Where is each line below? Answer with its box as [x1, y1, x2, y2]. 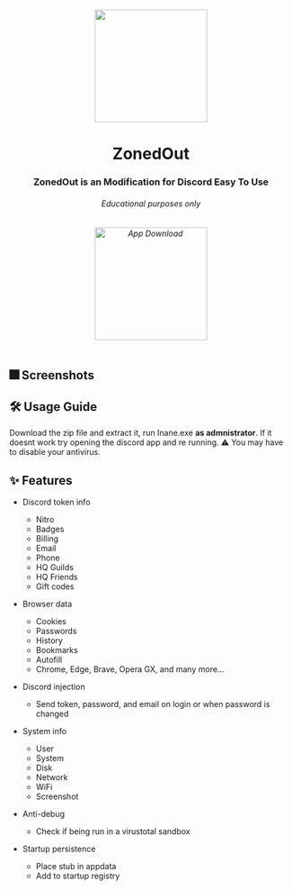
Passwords [35, 626, 77, 637]
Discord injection [22, 681, 85, 693]
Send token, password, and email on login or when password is [35, 699, 270, 710]
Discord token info [22, 496, 92, 508]
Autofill [35, 654, 63, 666]
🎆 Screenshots [9, 368, 95, 383]
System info [22, 726, 67, 737]
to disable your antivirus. [9, 447, 101, 458]
